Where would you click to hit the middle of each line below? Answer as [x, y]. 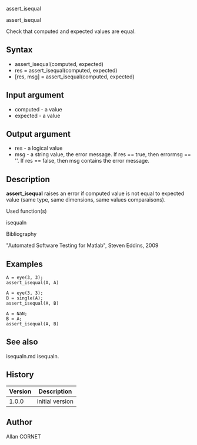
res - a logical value [39, 148]
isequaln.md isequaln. [33, 356]
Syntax [19, 50]
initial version [55, 401]
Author [19, 422]
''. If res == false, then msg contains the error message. [82, 161]
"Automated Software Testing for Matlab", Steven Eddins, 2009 [82, 245]
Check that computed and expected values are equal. [71, 31]
